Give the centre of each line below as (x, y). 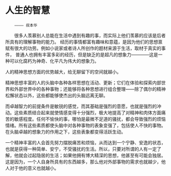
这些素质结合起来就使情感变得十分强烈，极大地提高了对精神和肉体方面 (88, 112)
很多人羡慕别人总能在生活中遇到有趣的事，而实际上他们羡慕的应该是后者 (90, 35)
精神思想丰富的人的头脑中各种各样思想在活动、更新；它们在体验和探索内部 (83, 83)
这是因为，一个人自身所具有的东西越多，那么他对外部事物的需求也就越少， (83, 162)
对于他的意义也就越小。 (34, 168)
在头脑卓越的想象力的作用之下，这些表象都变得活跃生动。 (65, 132)
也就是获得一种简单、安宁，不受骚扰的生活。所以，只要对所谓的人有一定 (81, 149)
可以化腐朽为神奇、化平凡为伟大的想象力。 (54, 61)
